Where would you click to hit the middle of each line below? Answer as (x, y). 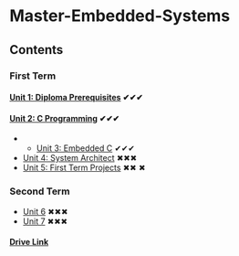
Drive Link (29, 242)
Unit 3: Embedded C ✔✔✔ (85, 148)
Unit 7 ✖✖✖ (45, 221)
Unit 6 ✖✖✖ (45, 211)
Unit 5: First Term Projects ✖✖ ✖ (84, 168)
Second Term (40, 191)
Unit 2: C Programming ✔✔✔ (65, 118)
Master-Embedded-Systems (120, 16)
